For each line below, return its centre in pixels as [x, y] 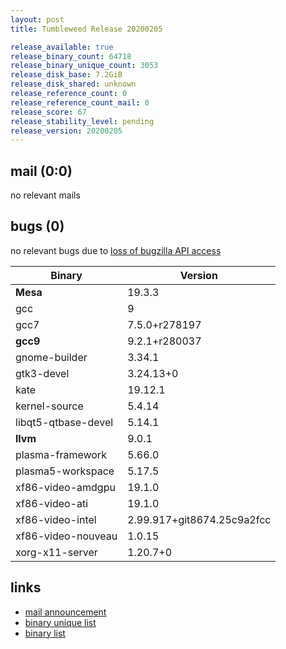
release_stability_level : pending [82, 121]
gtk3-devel [42, 373]
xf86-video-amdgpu [65, 487]
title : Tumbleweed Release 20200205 [86, 29]
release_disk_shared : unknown [73, 84]
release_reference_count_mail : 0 [80, 102]
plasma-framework [61, 454]
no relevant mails [45, 195]
